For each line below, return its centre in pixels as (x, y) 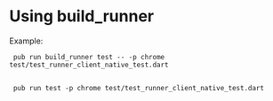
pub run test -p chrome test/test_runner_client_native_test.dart (139, 88)
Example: (26, 41)
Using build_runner (81, 16)
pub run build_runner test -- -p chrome (89, 57)
